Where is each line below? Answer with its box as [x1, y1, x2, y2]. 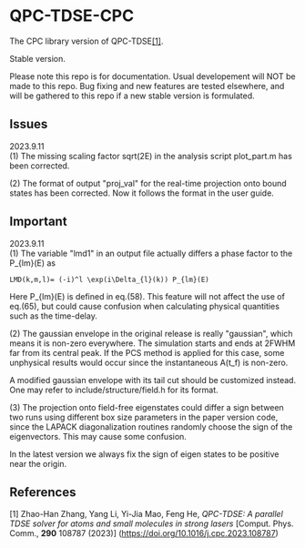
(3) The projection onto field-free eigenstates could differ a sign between [9, 401, 284, 412]
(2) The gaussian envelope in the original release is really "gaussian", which [9, 328, 293, 339]
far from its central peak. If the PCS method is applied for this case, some [9, 347, 285, 358]
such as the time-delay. [9, 310, 97, 321]
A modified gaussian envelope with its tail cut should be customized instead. [9, 374, 297, 385]
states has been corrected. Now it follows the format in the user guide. [9, 188, 275, 198]
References [9, 484, 76, 500]
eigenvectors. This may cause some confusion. [9, 431, 187, 441]
